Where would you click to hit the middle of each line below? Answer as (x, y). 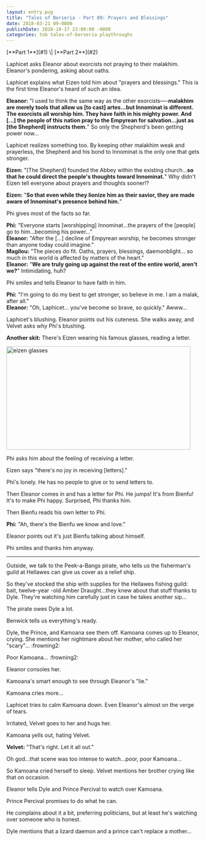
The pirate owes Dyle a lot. (40, 609)
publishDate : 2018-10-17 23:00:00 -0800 (59, 29)
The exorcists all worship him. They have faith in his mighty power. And (99, 114)
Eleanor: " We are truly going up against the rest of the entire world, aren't (102, 265)
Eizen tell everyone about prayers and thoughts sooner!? (78, 183)
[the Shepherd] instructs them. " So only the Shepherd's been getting (95, 127)
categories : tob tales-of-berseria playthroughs (70, 35)
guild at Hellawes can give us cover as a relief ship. (71, 572)
